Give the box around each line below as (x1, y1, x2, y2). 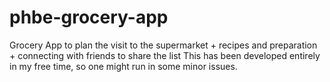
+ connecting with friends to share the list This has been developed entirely (9, 49, 321, 61)
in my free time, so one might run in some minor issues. (9, 60, 238, 72)
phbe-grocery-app (9, 6, 169, 29)
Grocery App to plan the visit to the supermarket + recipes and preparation (9, 39, 318, 51)
